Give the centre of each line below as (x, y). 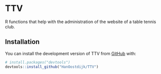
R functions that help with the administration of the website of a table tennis (80, 22)
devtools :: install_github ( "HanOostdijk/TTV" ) (52, 67)
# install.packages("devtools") (38, 62)
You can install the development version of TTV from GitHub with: (71, 53)
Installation (22, 42)
